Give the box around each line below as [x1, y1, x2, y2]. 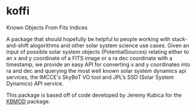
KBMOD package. [6, 97, 50, 105]
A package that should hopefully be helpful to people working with [6, 35, 171, 42]
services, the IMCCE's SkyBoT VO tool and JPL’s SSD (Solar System [6, 73, 174, 81]
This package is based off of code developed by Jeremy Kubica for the [6, 91, 182, 98]
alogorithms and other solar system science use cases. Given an [29, 42, 190, 49]
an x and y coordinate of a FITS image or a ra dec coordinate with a [6, 54, 173, 61]
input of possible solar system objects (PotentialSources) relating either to [6, 48, 189, 55]
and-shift [6, 42, 29, 49]
